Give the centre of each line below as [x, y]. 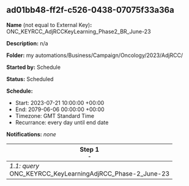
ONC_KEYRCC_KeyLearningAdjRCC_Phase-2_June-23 [90, 173]
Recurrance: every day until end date [62, 122]
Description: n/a [27, 43]
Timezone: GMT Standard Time [55, 115]
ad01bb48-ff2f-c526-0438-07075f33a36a [90, 10]
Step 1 [90, 149]
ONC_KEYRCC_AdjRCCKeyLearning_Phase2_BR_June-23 [79, 31]
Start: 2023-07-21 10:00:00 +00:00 [60, 103]
